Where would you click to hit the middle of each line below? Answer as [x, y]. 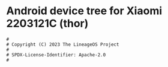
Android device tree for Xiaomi [84, 11]
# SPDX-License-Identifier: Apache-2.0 [56, 55]
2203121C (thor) [47, 23]
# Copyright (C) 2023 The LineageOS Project [63, 44]
